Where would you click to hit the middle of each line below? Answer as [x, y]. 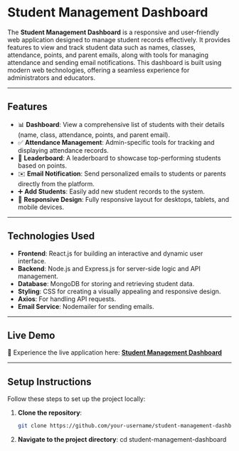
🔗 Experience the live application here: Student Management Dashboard [115, 353]
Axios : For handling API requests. [67, 299]
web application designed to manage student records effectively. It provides [119, 39]
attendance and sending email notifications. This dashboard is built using [115, 62]
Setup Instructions [49, 381]
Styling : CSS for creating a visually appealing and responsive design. [119, 291]
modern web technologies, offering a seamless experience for [99, 70]
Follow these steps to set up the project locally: [76, 399]
